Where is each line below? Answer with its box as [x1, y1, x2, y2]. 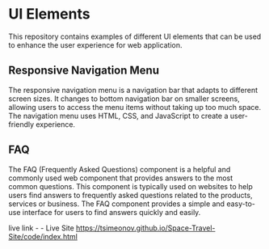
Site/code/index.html [8, 231, 78, 241]
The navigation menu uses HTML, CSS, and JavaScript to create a [8, 111, 229, 120]
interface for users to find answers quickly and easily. [22, 207, 201, 217]
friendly [8, 119, 35, 129]
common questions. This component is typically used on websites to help [8, 181, 253, 191]
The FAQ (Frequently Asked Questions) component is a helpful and [8, 164, 231, 174]
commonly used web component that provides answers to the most [8, 173, 233, 183]
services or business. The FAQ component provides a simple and [8, 199, 225, 209]
